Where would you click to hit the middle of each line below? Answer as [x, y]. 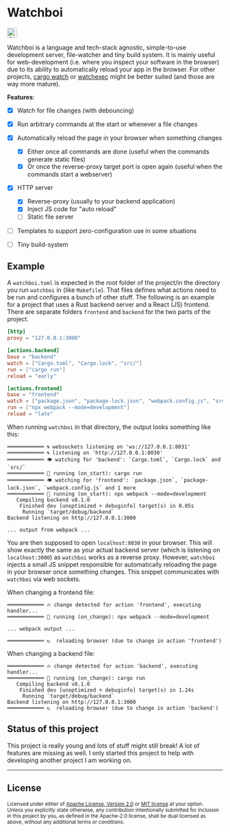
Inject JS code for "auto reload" [72, 209]
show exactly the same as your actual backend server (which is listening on [114, 550]
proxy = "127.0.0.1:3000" [44, 338]
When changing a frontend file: [51, 592]
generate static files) [56, 160]
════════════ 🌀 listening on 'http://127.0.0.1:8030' [85, 453]
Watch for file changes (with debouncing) [76, 110]
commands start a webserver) [70, 174]
